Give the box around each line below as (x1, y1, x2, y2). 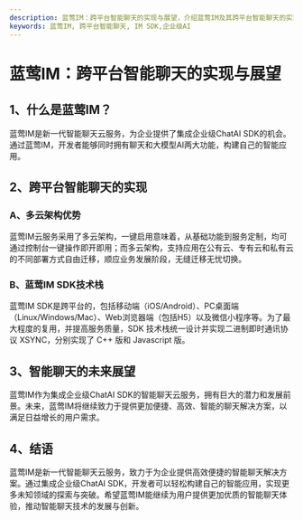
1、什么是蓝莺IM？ (9, 102, 113, 118)
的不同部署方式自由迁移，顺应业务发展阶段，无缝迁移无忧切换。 (9, 254, 246, 265)
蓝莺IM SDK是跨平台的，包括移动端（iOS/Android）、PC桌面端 (9, 300, 239, 312)
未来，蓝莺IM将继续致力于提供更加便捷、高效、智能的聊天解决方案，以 (24, 401, 288, 411)
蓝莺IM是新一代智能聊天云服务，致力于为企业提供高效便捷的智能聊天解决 (9, 467, 280, 477)
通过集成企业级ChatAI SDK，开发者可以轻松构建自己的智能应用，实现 (24, 478, 282, 489)
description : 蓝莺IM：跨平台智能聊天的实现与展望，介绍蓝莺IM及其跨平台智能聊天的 (9, 13, 287, 23)
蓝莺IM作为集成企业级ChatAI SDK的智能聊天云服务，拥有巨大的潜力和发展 (9, 390, 284, 401)
